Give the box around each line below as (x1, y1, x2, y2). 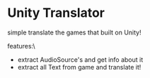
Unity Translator (7, 5, 105, 21)
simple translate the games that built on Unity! (7, 28, 142, 37)
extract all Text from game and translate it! (17, 63, 142, 71)
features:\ (7, 41, 35, 50)
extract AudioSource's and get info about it (17, 55, 144, 64)
